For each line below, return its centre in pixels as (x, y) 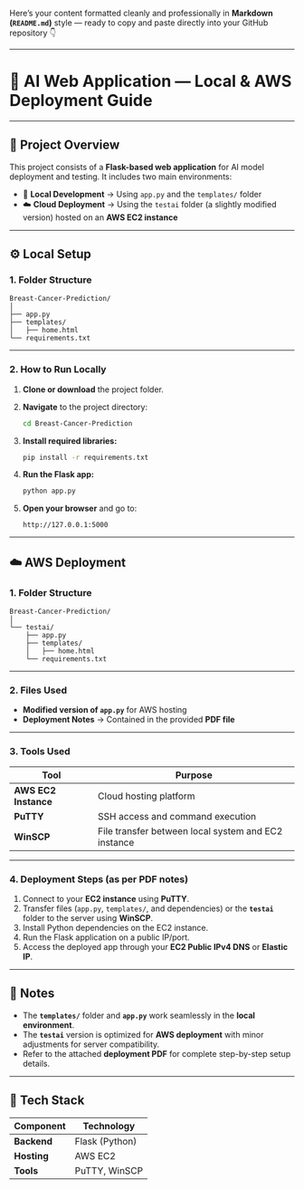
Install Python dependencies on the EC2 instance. (115, 927)
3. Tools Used (40, 752)
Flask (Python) (106, 1141)
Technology (109, 1126)
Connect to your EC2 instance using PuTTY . (106, 898)
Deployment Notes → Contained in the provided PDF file (128, 720)
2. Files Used (38, 690)
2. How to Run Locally (58, 369)
